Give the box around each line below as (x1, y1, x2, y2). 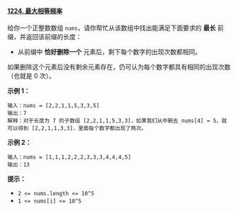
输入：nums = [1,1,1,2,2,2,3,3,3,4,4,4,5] (7, 153, 132, 161)
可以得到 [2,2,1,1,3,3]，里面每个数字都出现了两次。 (7, 125, 147, 132)
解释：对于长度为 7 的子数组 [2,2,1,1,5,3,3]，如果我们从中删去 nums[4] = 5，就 (7, 117, 227, 124)
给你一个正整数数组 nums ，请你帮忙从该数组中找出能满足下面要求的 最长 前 (7, 23, 225, 32)
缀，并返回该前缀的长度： (7, 33, 82, 41)
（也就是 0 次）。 (7, 72, 55, 80)
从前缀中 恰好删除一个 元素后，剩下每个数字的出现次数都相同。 (17, 48, 202, 56)
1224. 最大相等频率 (7, 6, 63, 15)
